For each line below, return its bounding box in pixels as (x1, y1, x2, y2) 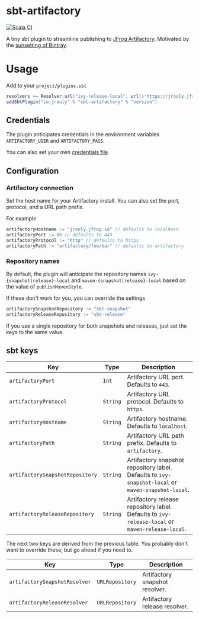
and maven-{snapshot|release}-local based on (70, 277, 186, 284)
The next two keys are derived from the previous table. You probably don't (6, 540, 188, 547)
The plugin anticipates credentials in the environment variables (6, 131, 160, 138)
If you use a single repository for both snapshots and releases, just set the (6, 322, 187, 329)
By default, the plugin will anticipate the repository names (6, 270, 147, 277)
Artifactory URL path (127, 431, 185, 440)
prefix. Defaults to (127, 439, 177, 447)
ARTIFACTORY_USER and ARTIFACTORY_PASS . (6, 137, 105, 145)
